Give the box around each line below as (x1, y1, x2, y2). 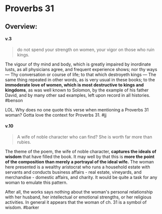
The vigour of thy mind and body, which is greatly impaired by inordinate (5, 61, 151, 67)
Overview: (5, 22, 38, 31)
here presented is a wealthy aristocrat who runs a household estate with (5, 164, 150, 170)
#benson (5, 97, 23, 103)
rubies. (17, 139, 31, 145)
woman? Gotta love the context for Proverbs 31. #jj (5, 112, 107, 118)
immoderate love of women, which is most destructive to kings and (5, 82, 144, 88)
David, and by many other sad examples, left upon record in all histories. (5, 92, 150, 98)
